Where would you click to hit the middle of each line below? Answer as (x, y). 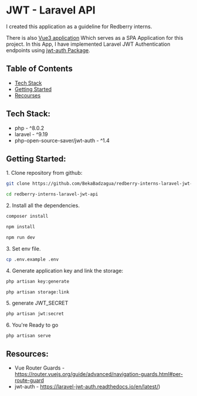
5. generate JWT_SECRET (37, 303)
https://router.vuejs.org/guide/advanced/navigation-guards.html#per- (99, 374)
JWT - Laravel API (51, 10)
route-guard (29, 380)
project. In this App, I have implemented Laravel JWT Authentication (88, 44)
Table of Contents (40, 69)
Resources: (27, 353)
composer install (27, 216)
